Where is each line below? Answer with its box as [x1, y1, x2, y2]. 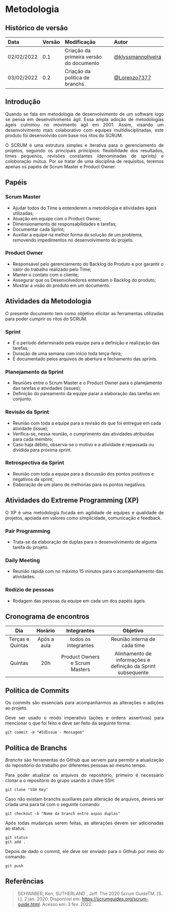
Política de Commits [5, 686, 69, 695]
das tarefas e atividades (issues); [12, 385, 81, 391]
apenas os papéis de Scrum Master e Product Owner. [5, 163, 116, 169]
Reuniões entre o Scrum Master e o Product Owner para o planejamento [12, 380, 162, 386]
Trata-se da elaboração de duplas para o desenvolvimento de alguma [12, 538, 157, 545]
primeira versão [64, 53, 102, 60]
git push [5, 863, 24, 868]
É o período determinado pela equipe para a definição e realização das [12, 339, 160, 346]
